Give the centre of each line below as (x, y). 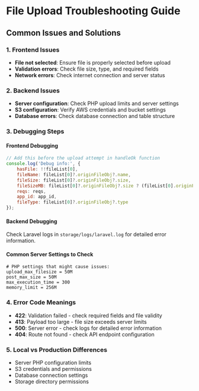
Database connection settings (51, 376)
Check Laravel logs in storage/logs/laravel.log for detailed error (86, 234)
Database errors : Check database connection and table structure (95, 116)
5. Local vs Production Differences (57, 349)
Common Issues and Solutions (64, 33)
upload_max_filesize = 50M (39, 272)
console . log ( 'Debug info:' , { (44, 164)
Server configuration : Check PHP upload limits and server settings (97, 104)
